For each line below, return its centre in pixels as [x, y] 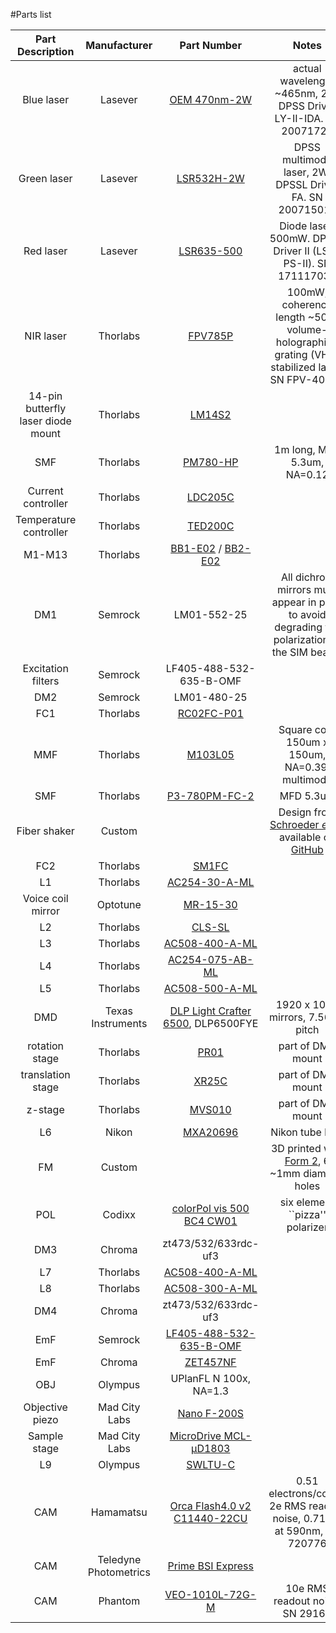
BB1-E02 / [196, 548]
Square [295, 729]
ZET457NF [210, 1362]
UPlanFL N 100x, [211, 1378]
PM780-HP [211, 462]
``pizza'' [307, 1214]
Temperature [46, 519]
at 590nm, [299, 1531]
